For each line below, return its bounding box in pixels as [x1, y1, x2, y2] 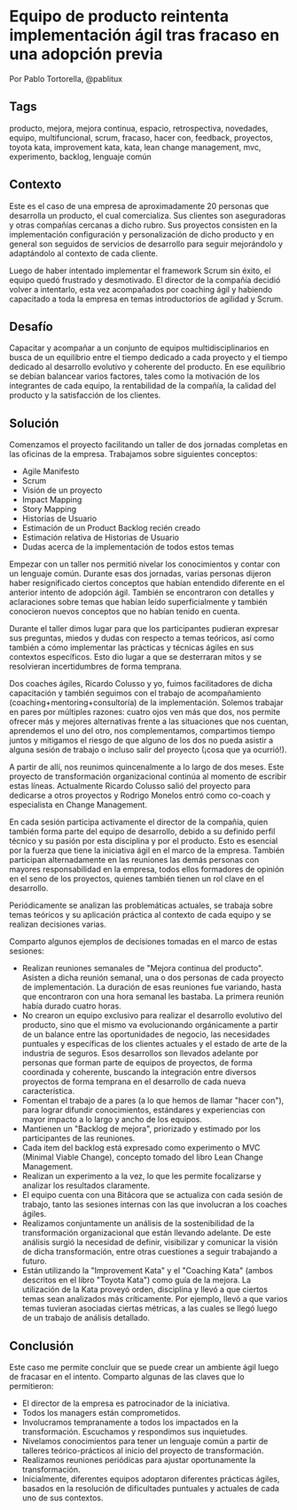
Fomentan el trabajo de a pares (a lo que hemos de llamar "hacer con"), [21, 1096, 285, 1106]
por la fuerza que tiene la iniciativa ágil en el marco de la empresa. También [9, 845, 285, 855]
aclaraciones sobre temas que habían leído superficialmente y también [9, 597, 268, 607]
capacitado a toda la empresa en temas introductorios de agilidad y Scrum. [9, 293, 284, 304]
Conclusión [9, 1338, 74, 1353]
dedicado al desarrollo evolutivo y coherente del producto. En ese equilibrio [9, 362, 285, 373]
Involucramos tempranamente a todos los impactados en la [21, 1417, 239, 1427]
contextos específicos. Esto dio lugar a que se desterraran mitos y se [9, 652, 262, 663]
